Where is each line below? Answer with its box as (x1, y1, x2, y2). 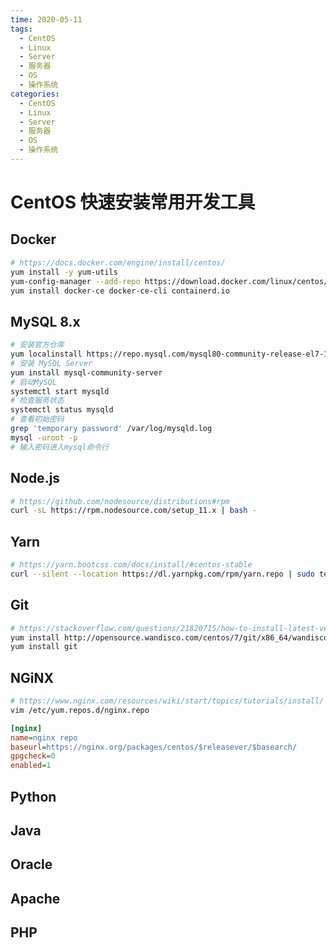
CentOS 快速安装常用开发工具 (10, 191, 256, 214)
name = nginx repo (10, 732, 78, 743)
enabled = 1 (10, 761, 52, 771)
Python (10, 788, 57, 805)
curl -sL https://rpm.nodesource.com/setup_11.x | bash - (10, 506, 257, 516)
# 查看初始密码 (10, 414, 65, 425)
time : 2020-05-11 (10, 14, 83, 25)
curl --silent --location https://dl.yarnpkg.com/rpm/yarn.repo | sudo (10, 569, 315, 579)
